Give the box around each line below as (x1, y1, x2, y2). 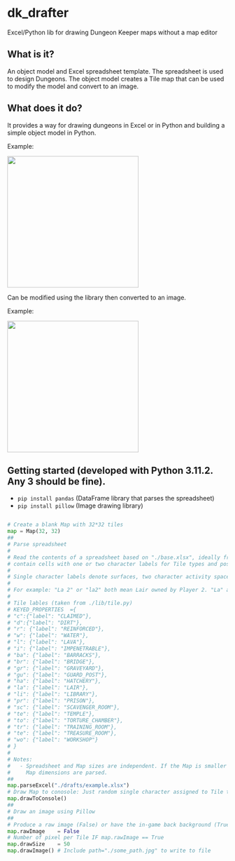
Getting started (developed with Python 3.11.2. (7, 464, 213, 476)
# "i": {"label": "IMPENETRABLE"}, (7, 645, 111, 652)
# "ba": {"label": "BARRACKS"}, (7, 651, 101, 658)
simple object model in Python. (7, 128, 97, 137)
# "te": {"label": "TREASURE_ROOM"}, (7, 730, 117, 737)
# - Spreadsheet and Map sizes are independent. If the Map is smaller (7, 762, 227, 769)
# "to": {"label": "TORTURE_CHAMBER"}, (7, 717, 124, 724)
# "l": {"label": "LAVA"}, (7, 639, 86, 646)
